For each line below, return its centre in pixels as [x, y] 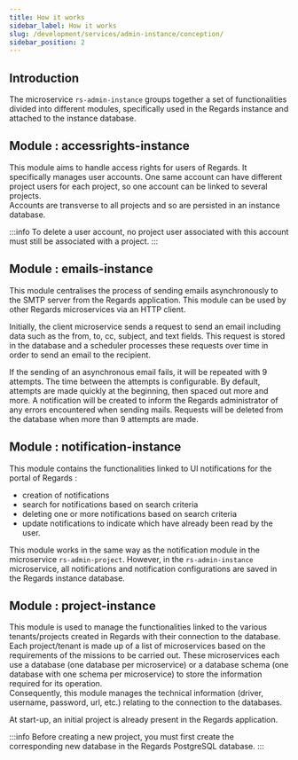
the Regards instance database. [67, 578]
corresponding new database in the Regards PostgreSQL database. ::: [137, 747]
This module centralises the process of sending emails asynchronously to [144, 290]
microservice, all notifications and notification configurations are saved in [143, 568]
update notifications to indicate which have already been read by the [147, 523]
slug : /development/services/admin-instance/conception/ [117, 34]
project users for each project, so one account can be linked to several [138, 186]
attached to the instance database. [73, 118]
